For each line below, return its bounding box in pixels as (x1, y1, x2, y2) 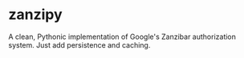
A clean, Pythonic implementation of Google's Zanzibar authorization (8, 32, 237, 41)
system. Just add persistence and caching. (8, 40, 151, 49)
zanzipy (8, 6, 63, 24)
